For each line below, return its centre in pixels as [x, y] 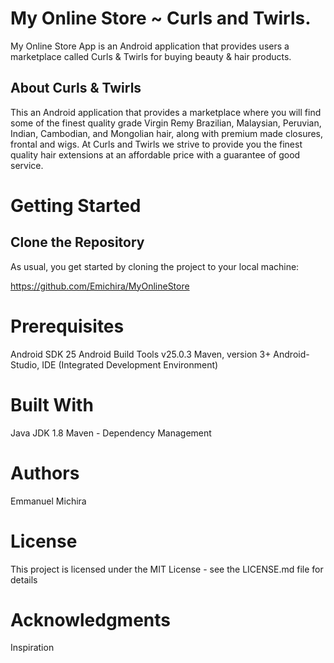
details [24, 579]
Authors [45, 473]
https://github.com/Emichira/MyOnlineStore [100, 286]
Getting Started [76, 205]
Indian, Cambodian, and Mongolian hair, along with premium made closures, [167, 133]
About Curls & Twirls [76, 88]
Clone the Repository [77, 242]
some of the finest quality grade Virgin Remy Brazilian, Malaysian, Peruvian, [166, 123]
